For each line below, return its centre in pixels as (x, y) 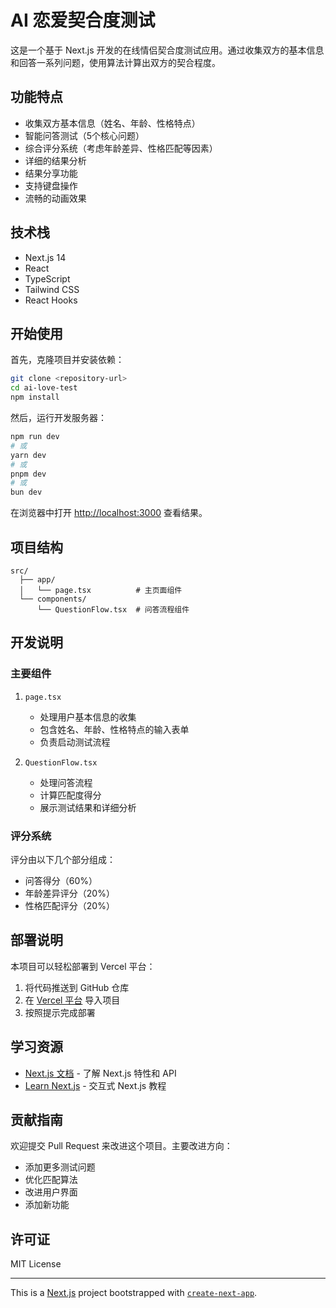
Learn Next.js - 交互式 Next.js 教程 (95, 1085)
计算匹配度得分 (70, 795)
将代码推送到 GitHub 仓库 (77, 987)
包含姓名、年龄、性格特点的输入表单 (114, 729)
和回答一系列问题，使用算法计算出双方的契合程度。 (115, 62)
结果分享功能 (51, 173)
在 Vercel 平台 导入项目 (72, 1000)
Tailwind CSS (52, 289)
